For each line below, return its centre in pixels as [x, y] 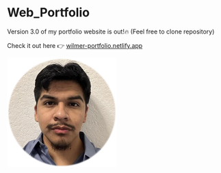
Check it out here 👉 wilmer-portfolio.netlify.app [75, 45]
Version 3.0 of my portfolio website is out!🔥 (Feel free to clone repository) [111, 31]
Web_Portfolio [49, 13]
